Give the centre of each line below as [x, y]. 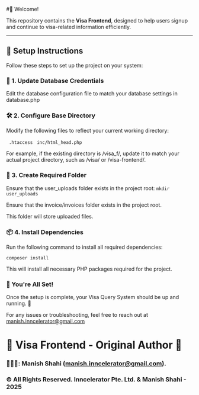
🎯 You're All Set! [30, 284]
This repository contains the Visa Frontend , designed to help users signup [97, 20]
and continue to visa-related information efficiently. [69, 27]
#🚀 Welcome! [23, 9]
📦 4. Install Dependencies [45, 232]
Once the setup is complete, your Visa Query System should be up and [93, 297]
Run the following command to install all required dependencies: [84, 247]
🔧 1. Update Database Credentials [55, 81]
